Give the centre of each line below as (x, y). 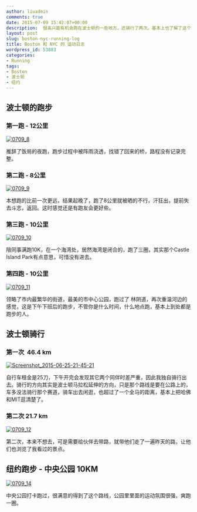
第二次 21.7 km (27, 416)
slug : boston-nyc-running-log (43, 39)
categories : (21, 55)
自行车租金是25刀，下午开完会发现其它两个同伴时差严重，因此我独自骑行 (94, 378)
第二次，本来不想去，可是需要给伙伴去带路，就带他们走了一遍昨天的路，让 (96, 442)
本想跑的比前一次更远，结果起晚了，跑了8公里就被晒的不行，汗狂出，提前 (95, 200)
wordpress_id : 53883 (31, 50)
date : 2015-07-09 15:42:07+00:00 (47, 22)
